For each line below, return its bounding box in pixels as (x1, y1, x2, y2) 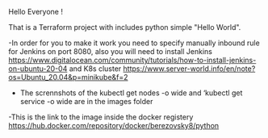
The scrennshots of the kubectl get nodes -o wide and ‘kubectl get (19, 88, 243, 98)
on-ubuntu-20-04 (8, 64, 68, 73)
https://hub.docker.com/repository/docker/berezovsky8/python (8, 121, 220, 130)
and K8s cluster (69, 64, 122, 73)
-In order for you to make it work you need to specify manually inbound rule (8, 38, 260, 48)
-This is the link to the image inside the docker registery (8, 112, 194, 122)
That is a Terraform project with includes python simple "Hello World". (8, 23, 241, 31)
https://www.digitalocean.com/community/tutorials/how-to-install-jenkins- (8, 56, 257, 65)
